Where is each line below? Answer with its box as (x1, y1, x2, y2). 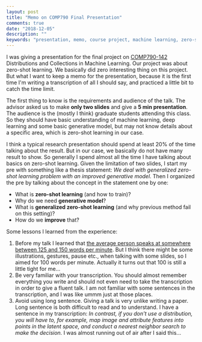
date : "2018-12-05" (6, 25, 55, 32)
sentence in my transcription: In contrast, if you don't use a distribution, (14, 310, 193, 317)
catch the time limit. (6, 85, 55, 92)
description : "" (6, 31, 47, 37)
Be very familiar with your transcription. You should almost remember (14, 272, 187, 279)
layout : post (6, 8, 39, 15)
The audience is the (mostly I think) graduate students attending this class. (6, 110, 191, 117)
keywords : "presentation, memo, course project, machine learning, (6, 37, 179, 43)
